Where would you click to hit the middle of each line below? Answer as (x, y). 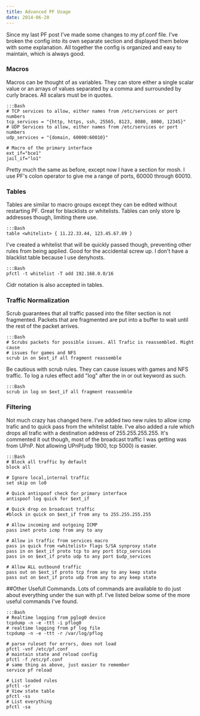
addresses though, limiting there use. (52, 217)
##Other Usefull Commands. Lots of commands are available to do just (94, 588)
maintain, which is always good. (46, 53)
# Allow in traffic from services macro (57, 541)
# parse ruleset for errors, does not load (61, 644)
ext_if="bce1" (24, 153)
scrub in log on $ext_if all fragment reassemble (69, 392)
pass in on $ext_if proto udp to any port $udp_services (79, 556)
